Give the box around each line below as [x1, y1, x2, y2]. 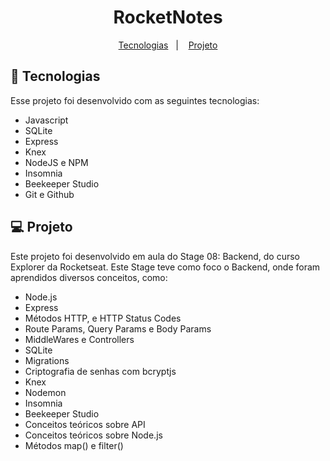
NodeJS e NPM [24, 156, 89, 168]
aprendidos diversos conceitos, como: [10, 271, 168, 283]
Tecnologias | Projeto [118, 39, 218, 51]
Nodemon [24, 386, 67, 398]
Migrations [24, 354, 70, 366]
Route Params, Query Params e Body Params [24, 322, 212, 335]
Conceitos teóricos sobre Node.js [24, 429, 163, 441]
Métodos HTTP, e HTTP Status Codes [24, 312, 182, 324]
